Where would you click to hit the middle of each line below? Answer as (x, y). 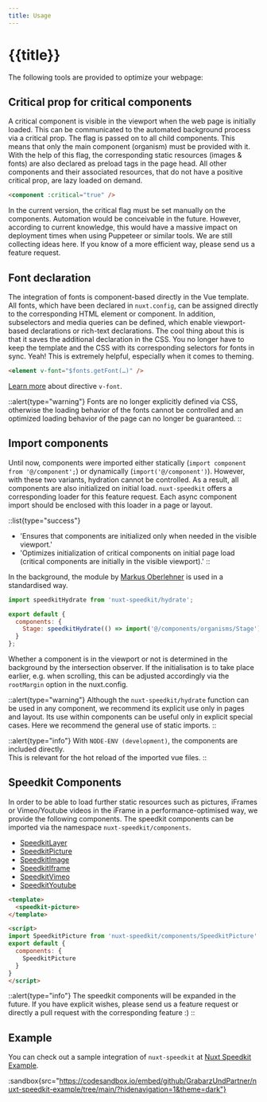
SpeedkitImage (44, 859)
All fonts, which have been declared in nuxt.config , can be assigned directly (133, 306)
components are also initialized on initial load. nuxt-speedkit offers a (120, 488)
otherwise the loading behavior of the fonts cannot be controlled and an (126, 410)
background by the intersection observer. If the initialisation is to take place (131, 667)
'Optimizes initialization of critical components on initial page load (127, 553)
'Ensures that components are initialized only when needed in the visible (138, 535)
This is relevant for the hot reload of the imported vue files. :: (108, 757)
